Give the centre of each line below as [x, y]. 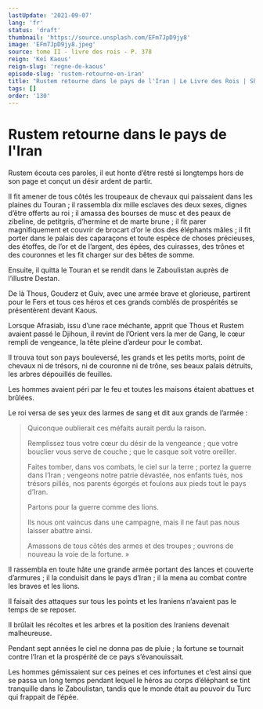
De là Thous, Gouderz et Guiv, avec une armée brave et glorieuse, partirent [129, 294]
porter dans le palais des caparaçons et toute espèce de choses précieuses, [131, 238]
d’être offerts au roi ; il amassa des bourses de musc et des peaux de [119, 214]
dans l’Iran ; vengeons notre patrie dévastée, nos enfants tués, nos [135, 475]
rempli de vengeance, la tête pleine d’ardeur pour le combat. [106, 342]
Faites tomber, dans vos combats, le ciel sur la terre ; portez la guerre [139, 467]
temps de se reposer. [42, 610]
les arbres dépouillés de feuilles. [60, 375]
